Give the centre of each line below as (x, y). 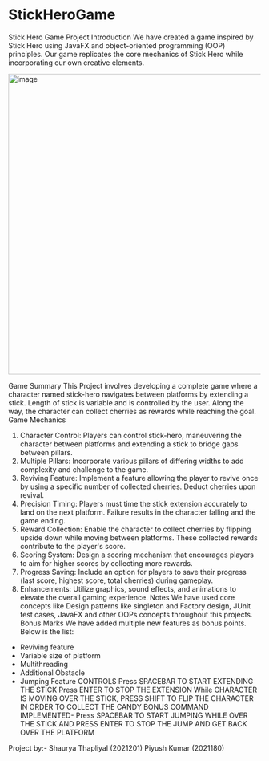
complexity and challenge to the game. (84, 469)
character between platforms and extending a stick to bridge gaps (129, 444)
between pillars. (46, 452)
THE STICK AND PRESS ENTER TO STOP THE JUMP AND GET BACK (133, 723)
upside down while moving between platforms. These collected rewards (139, 537)
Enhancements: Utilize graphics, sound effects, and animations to (128, 588)
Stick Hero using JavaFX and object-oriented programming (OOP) (117, 45)
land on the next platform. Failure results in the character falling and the (138, 512)
